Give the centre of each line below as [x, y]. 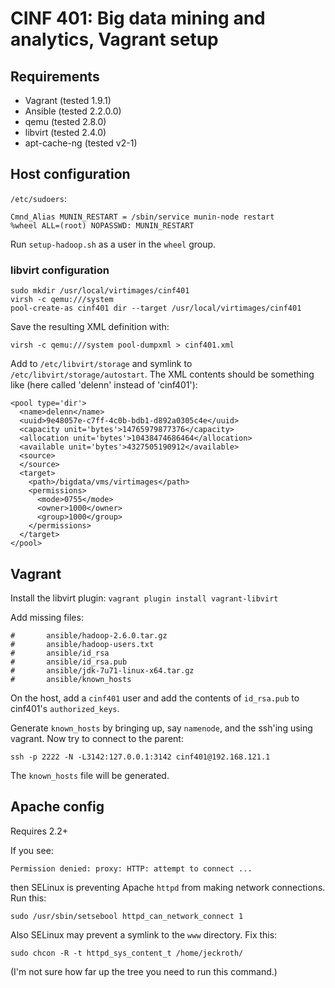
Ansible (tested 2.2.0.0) [73, 111]
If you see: [32, 850]
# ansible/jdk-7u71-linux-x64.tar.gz [102, 670]
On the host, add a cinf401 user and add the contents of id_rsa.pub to [155, 698]
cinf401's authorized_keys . [65, 708]
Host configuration [70, 174]
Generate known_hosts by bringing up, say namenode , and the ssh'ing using [161, 728]
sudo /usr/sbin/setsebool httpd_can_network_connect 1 [127, 916]
